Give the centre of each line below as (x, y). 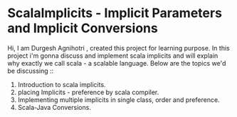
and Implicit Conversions (83, 28)
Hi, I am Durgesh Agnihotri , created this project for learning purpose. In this (118, 48)
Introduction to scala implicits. (62, 84)
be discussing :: (31, 71)
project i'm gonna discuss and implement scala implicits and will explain (113, 56)
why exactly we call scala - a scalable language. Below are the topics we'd (117, 63)
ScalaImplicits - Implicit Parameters (115, 13)
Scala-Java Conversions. (54, 107)
